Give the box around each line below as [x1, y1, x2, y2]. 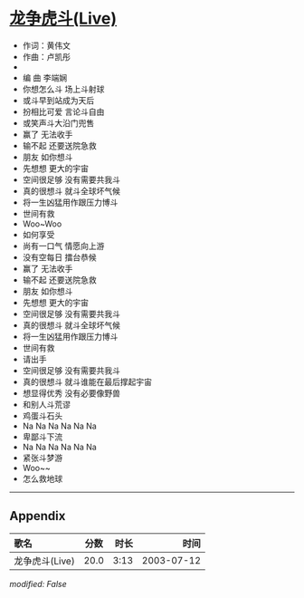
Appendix [9, 508, 66, 524]
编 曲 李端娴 [22, 72, 68, 82]
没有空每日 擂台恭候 [22, 251, 97, 263]
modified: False [9, 578, 68, 589]
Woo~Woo [22, 218, 62, 229]
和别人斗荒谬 [22, 399, 71, 410]
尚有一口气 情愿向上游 [22, 240, 105, 251]
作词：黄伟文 [22, 40, 71, 51]
